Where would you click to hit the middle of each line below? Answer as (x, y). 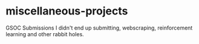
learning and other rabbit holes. (45, 34)
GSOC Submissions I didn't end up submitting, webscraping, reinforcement (99, 28)
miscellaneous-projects (67, 11)
